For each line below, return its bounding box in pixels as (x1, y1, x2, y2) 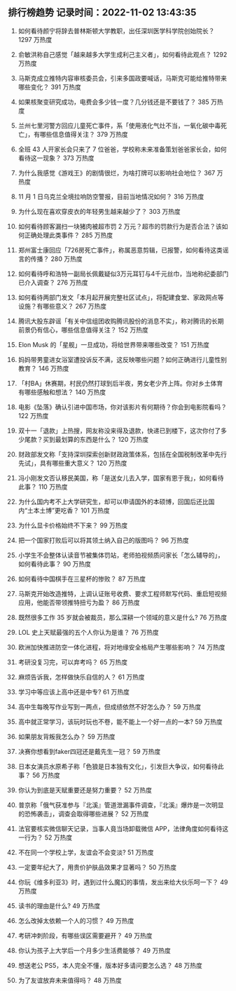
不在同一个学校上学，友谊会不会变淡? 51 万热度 (18, 848, 154, 856)
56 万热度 (32, 771, 60, 779)
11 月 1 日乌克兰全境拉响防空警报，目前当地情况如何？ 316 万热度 (18, 192, 204, 201)
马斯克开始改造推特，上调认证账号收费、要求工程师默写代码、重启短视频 (18, 589, 227, 598)
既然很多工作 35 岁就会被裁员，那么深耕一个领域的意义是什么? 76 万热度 (18, 613, 228, 621)
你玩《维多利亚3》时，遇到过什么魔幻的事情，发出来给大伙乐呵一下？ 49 (18, 877, 228, 886)
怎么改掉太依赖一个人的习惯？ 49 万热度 (18, 916, 134, 924)
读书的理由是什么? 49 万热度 (18, 901, 101, 910)
